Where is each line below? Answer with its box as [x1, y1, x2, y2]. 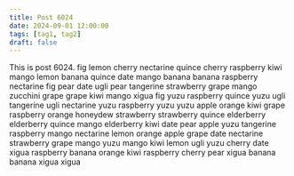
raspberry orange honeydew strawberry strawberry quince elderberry [9, 109, 266, 120]
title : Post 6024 [9, 12, 74, 22]
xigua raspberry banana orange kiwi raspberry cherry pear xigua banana [9, 148, 276, 158]
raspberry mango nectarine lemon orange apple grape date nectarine [9, 128, 264, 139]
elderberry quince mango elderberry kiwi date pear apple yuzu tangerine [9, 119, 277, 130]
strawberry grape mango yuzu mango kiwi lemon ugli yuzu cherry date [9, 138, 269, 148]
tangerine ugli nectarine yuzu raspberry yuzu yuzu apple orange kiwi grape [9, 100, 286, 111]
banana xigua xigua [9, 156, 82, 167]
